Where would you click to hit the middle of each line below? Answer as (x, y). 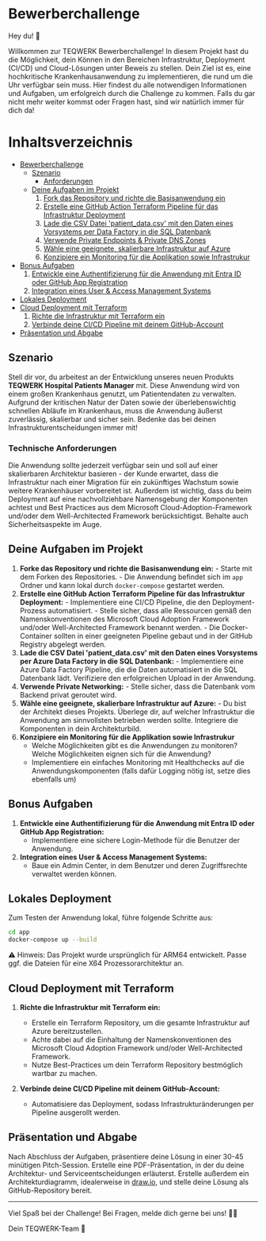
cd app (19, 932)
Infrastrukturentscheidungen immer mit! (73, 427)
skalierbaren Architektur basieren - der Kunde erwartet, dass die (114, 474)
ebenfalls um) (54, 779)
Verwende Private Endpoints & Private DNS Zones (125, 240)
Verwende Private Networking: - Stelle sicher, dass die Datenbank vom (137, 686)
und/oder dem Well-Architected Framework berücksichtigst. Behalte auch (128, 516)
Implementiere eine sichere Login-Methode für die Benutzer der (135, 840)
